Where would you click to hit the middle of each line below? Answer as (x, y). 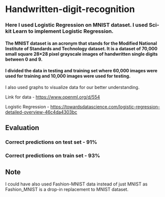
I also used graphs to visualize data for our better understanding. (72, 87)
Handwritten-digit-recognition (70, 9)
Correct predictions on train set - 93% (53, 156)
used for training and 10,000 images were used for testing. (68, 76)
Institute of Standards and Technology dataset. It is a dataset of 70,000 (81, 48)
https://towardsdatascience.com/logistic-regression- (105, 107)
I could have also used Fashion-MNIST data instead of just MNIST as (76, 184)
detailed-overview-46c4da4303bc (41, 112)
